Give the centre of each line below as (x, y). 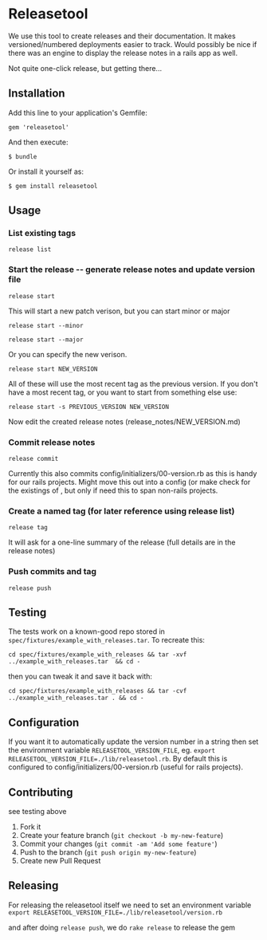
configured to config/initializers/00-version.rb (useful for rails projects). (126, 767)
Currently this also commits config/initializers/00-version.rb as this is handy (133, 474)
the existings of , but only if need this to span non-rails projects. (113, 490)
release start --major (46, 340)
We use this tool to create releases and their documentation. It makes (122, 36)
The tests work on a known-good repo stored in (87, 631)
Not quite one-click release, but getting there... (85, 68)
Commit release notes (52, 442)
